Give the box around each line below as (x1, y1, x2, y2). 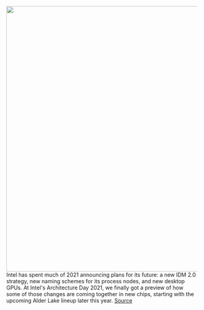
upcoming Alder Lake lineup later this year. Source (6, 297, 132, 304)
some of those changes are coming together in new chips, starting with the (6, 291, 194, 297)
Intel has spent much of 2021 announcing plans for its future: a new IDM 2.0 (6, 271, 196, 278)
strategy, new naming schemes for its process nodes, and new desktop (6, 278, 185, 285)
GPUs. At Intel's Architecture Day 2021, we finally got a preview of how (6, 284, 184, 291)
